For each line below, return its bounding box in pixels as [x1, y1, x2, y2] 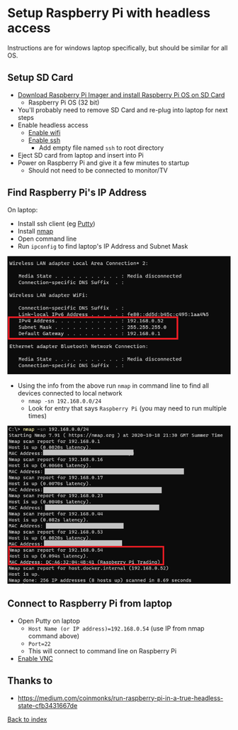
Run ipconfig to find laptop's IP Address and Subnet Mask [17, 241, 188, 250]
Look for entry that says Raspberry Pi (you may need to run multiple [28, 403, 227, 413]
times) [28, 411, 47, 420]
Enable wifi [28, 128, 61, 136]
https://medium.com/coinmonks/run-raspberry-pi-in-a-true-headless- [17, 694, 224, 702]
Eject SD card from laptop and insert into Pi [17, 151, 144, 159]
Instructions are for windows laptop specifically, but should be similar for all [7, 43, 228, 52]
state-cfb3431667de [17, 701, 78, 709]
